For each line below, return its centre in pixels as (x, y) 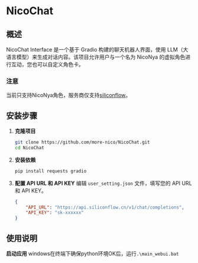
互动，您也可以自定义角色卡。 (47, 64)
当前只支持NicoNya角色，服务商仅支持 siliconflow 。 (69, 95)
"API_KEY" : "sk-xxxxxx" (55, 213)
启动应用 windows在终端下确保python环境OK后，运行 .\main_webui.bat (92, 254)
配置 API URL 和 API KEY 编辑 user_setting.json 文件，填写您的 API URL (103, 183)
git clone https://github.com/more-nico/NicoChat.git (82, 142)
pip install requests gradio (51, 171)
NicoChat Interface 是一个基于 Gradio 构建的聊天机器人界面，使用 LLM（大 (97, 49)
